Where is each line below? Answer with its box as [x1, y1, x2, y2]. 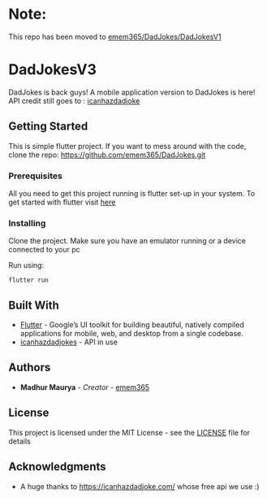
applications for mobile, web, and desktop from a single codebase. [19, 329, 243, 339]
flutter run [8, 276, 49, 285]
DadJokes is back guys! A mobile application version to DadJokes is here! [8, 87, 256, 97]
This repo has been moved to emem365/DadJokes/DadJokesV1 [8, 32, 222, 42]
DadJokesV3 [8, 60, 97, 79]
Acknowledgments [8, 460, 107, 474]
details [8, 436, 31, 446]
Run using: [8, 260, 45, 270]
